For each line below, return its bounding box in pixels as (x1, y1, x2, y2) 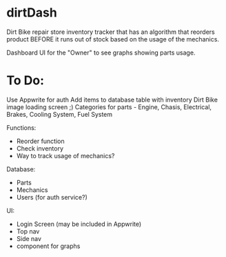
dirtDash (6, 5, 58, 21)
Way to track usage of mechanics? (16, 151, 115, 160)
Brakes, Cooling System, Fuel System (6, 110, 113, 118)
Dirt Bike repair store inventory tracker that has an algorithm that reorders (6, 28, 215, 36)
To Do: (6, 73, 45, 88)
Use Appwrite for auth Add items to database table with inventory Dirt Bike (6, 95, 218, 104)
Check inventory (16, 144, 63, 153)
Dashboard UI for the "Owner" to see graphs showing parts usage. (6, 48, 196, 57)
